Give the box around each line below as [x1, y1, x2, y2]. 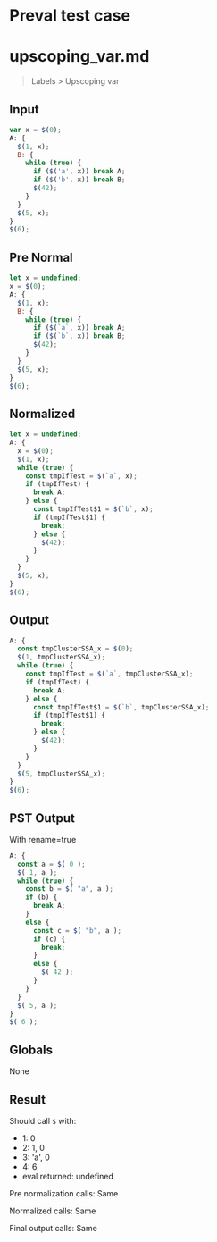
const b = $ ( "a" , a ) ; [25, 885, 114, 894]
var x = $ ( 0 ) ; [9, 125, 63, 134]
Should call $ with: [9, 1115, 77, 1126]
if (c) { [32, 935, 66, 944]
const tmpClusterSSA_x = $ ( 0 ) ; [17, 644, 134, 653]
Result [9, 1092, 46, 1107]
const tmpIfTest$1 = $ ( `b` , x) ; [32, 505, 154, 514]
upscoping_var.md [9, 46, 150, 67]
